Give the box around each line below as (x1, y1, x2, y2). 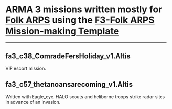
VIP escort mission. (5, 65, 46, 71)
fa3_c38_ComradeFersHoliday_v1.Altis (5, 52, 131, 61)
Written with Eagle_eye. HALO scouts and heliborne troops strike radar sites (5, 93, 165, 100)
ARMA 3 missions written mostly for (5, 4, 162, 15)
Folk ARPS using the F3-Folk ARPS (5, 14, 155, 26)
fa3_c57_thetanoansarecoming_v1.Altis (5, 80, 133, 89)
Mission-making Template (5, 25, 119, 37)
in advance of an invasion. (5, 99, 61, 105)
